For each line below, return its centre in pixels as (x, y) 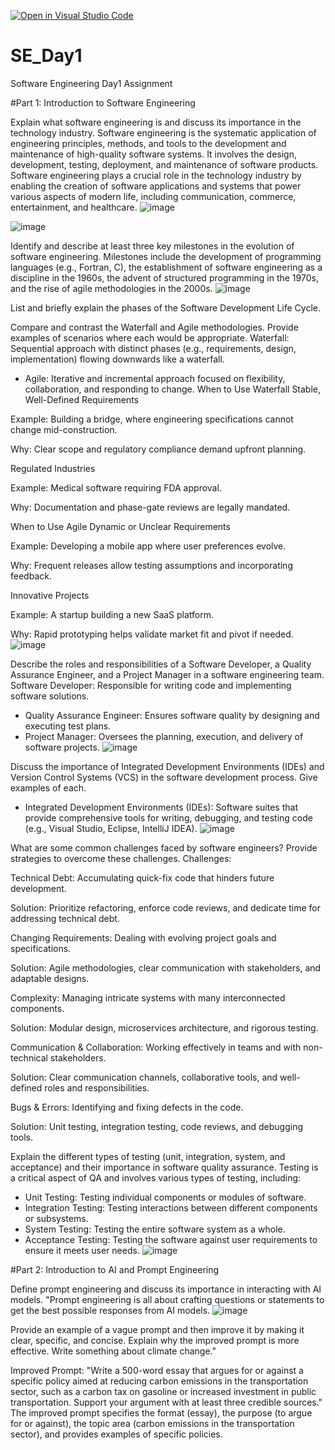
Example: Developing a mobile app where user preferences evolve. (148, 546)
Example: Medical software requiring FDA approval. (116, 487)
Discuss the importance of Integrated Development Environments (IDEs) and (167, 766)
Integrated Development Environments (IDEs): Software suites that (161, 807)
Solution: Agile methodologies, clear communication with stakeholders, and (166, 967)
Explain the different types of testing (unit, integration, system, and (148, 1156)
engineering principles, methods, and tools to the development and (148, 143)
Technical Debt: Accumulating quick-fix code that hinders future (142, 877)
